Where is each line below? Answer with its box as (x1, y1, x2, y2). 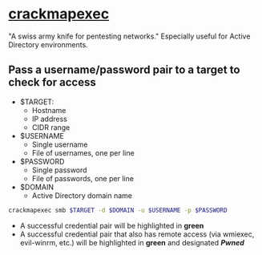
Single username (31, 140, 88, 149)
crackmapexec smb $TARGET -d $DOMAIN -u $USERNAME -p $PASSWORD (8, 206, 228, 214)
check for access (8, 75, 96, 89)
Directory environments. (8, 39, 88, 49)
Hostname (31, 105, 67, 115)
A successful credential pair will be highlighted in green (19, 221, 204, 230)
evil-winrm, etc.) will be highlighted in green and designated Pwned (19, 237, 244, 247)
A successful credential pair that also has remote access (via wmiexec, (19, 229, 255, 239)
